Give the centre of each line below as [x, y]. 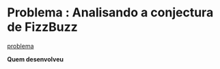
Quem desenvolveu [35, 59]
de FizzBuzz [43, 27]
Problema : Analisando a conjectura [110, 13]
